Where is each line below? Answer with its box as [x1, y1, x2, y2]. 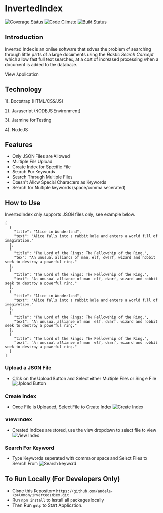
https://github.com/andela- [56, 489, 113, 494]
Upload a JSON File [5, 364, 52, 371]
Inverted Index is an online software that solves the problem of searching [5, 46, 152, 52]
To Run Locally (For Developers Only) [5, 475, 120, 483]
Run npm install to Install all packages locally [12, 497, 104, 503]
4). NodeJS [5, 126, 28, 132]
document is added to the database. [5, 61, 78, 67]
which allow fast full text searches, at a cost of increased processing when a [5, 57, 159, 62]
